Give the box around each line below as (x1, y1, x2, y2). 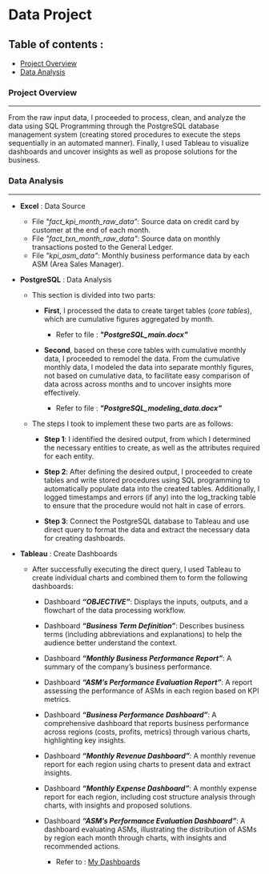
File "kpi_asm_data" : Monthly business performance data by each (31, 251, 250, 260)
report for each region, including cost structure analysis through (43, 792, 255, 801)
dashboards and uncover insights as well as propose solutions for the (8, 146, 238, 157)
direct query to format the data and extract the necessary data (43, 524, 251, 534)
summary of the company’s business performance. (43, 662, 212, 672)
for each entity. (43, 451, 94, 461)
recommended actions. (43, 841, 121, 851)
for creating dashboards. (43, 533, 126, 543)
